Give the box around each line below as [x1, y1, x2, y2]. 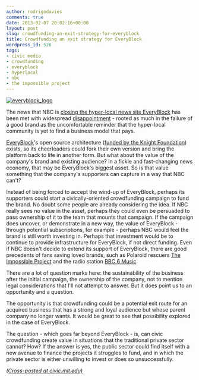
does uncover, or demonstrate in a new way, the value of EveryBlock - [6, 220, 178, 227]
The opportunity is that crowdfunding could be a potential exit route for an [6, 300, 188, 307]
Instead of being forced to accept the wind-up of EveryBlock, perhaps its [6, 189, 185, 195]
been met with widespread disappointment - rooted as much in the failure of [6, 115, 193, 122]
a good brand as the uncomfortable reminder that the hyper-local [6, 121, 166, 128]
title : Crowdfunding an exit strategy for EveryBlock [6, 36, 143, 42]
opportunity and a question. [6, 288, 74, 295]
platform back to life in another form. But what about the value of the [6, 152, 174, 158]
